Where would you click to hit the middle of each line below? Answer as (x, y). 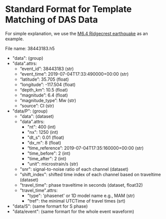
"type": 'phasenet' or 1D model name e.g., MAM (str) (81, 196)
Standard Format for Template (69, 9)
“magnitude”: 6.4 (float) (44, 95)
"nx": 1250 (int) (43, 132)
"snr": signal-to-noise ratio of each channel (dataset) (74, 169)
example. (14, 39)
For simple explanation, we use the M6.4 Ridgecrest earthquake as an (77, 33)
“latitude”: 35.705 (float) (44, 79)
